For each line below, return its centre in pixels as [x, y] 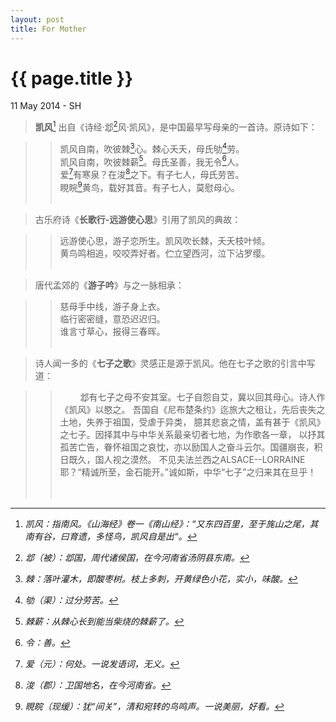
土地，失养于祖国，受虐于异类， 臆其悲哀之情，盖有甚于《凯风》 [192, 422]
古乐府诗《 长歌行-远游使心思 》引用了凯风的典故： [138, 219]
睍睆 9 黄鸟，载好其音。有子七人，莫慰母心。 [149, 186]
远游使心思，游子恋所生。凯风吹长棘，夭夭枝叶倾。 [165, 240]
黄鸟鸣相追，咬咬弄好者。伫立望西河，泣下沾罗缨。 [165, 253]
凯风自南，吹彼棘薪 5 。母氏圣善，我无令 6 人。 [152, 161]
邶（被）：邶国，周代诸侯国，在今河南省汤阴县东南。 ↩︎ [137, 557]
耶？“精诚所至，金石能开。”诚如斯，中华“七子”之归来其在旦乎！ [188, 472]
